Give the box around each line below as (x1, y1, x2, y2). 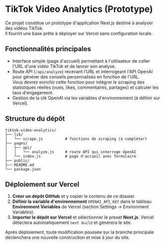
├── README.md (5, 162, 35, 167)
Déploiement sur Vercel (5, 180, 79, 188)
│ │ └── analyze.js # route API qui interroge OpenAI (5, 149, 136, 154)
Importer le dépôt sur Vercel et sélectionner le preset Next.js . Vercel (12, 214, 154, 220)
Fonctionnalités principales (5, 45, 92, 53)
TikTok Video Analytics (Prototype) (5, 3, 153, 15)
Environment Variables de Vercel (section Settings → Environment (12, 204, 149, 210)
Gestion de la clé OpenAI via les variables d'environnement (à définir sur (12, 95, 160, 101)
